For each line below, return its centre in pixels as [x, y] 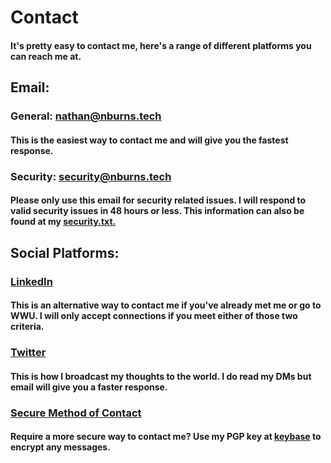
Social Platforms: [65, 252]
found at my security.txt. [63, 222]
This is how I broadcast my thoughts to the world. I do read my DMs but [161, 376]
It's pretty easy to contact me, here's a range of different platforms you [161, 45]
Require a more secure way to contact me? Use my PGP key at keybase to [166, 437]
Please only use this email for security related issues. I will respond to [158, 200]
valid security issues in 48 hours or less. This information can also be [157, 211]
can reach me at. [46, 56]
